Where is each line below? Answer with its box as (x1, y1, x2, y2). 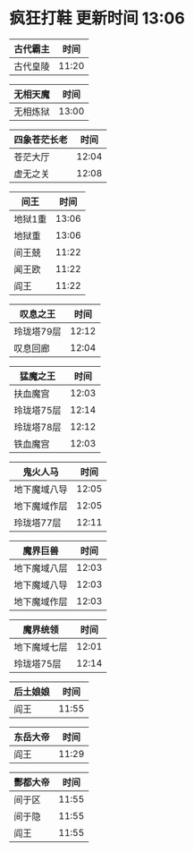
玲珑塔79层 (13, 325, 62, 337)
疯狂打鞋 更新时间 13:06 (9, 8, 185, 29)
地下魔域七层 (13, 641, 69, 653)
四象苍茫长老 (13, 133, 69, 146)
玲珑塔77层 (13, 516, 62, 529)
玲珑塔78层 (13, 421, 62, 433)
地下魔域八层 (13, 561, 69, 574)
